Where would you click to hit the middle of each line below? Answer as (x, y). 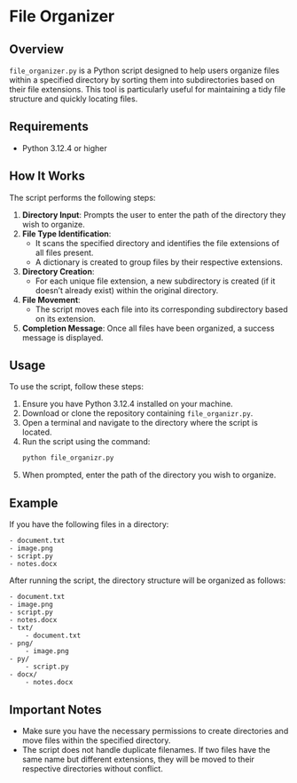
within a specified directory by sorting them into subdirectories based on (142, 80)
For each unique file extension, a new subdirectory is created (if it (155, 281)
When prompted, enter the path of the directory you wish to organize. (149, 475)
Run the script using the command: (86, 442)
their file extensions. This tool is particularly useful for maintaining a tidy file (148, 89)
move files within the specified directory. (96, 740)
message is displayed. (63, 337)
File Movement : (51, 300)
